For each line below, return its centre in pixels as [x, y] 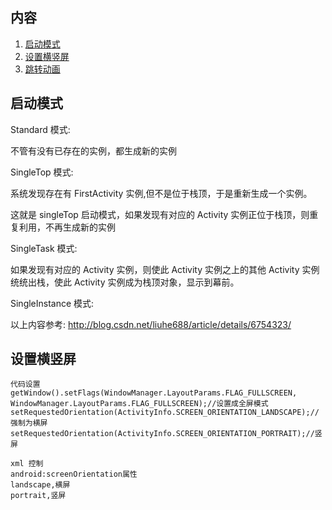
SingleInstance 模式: [52, 303]
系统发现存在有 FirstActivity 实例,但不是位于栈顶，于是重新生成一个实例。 [161, 193]
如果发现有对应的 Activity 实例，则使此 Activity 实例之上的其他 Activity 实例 [165, 269]
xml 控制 [27, 464]
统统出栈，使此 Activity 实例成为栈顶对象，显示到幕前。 [125, 282]
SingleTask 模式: [44, 248]
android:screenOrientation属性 [74, 474]
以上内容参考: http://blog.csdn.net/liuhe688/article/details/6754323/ [151, 324]
